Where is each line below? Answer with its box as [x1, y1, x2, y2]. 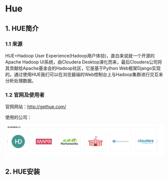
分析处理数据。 [5, 77, 36, 83]
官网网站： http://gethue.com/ [5, 103, 66, 110]
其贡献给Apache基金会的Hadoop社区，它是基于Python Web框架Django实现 [5, 65, 161, 71]
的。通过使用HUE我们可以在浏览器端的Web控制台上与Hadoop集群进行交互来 [5, 71, 163, 77]
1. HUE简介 [5, 24, 39, 32]
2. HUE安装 [5, 167, 40, 175]
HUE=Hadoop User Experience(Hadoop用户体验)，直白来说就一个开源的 [5, 52, 155, 58]
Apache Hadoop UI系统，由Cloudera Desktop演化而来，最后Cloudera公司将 [5, 58, 162, 65]
